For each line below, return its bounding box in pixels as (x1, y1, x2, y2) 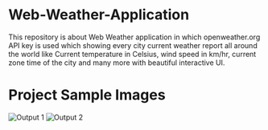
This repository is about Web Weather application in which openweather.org (8, 32, 261, 42)
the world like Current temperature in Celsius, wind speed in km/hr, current (8, 49, 257, 59)
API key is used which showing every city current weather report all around (8, 40, 258, 50)
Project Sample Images (8, 86, 167, 104)
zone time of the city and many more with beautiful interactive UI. (8, 58, 225, 67)
